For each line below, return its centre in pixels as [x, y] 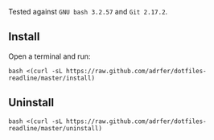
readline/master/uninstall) [56, 128]
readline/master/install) [51, 78]
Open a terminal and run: [49, 56]
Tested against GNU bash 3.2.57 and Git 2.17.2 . [88, 12]
